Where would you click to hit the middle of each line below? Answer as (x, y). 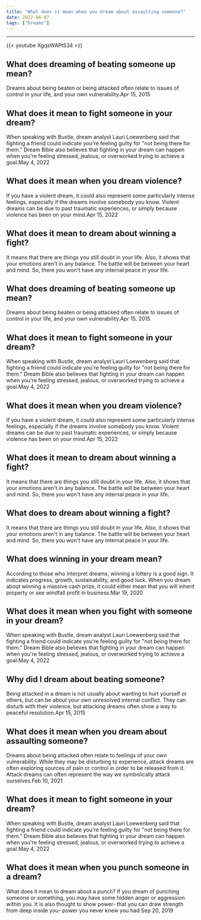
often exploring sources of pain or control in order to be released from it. (96, 768)
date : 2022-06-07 (28, 17)
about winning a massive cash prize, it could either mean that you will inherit (100, 586)
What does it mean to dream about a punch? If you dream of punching (93, 891)
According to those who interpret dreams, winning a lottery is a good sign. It (100, 573)
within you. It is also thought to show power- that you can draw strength (95, 904)
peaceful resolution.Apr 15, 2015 (46, 713)
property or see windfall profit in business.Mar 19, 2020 (75, 592)
